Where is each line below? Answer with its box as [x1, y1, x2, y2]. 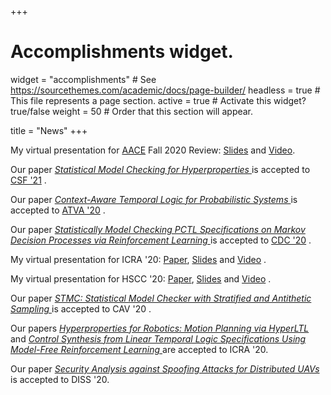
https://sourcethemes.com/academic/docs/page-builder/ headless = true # [10, 84, 321, 96]
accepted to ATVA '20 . [10, 204, 106, 216]
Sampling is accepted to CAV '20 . [10, 302, 152, 315]
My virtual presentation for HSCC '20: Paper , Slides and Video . [10, 272, 272, 285]
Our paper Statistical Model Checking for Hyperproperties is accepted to [10, 163, 311, 175]
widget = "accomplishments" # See [10, 73, 157, 85]
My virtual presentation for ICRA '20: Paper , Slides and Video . [10, 253, 267, 265]
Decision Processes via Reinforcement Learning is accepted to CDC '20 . [10, 234, 312, 246]
